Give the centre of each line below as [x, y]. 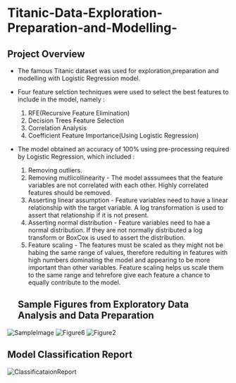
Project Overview [46, 54]
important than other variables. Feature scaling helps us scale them [126, 268]
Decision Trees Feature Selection [76, 120]
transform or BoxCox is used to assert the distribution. [107, 238]
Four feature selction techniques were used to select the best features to [123, 92]
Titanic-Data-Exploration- [85, 13]
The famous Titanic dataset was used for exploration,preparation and [118, 71]
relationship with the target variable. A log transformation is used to [126, 208]
